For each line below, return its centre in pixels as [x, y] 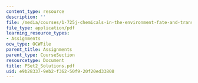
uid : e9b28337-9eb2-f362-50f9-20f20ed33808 [60, 71]
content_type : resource [35, 11]
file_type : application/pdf [41, 28]
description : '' [26, 17]
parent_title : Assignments [39, 50]
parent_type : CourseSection [41, 55]
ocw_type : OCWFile [29, 44]
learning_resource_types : [38, 33]
